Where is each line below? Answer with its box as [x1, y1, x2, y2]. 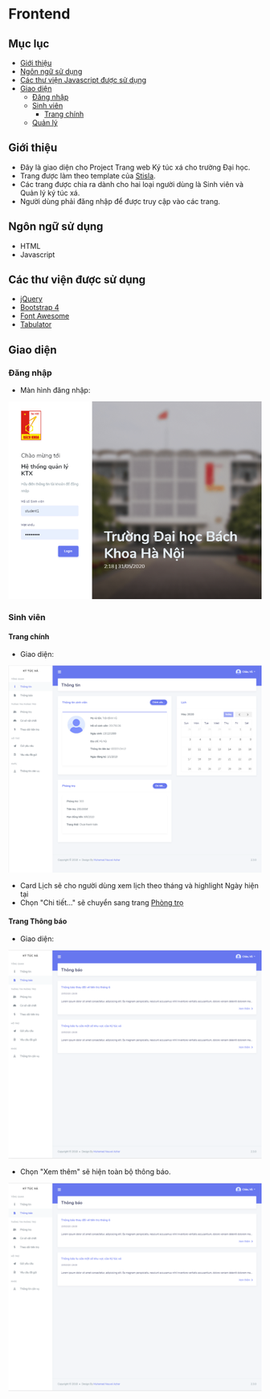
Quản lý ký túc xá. [19, 188, 80, 198]
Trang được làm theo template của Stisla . [19, 170, 156, 181]
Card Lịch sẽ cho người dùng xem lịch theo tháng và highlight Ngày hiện [19, 881, 259, 891]
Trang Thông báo [8, 916, 67, 926]
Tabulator [19, 320, 52, 329]
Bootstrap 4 [19, 303, 59, 312]
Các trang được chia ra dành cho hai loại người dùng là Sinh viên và [19, 179, 243, 189]
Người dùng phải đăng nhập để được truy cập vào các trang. [19, 196, 221, 206]
